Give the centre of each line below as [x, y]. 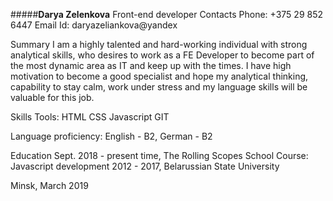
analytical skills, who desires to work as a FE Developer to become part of [162, 55]
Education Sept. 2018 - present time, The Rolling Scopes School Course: [159, 155]
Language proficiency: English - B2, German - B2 [111, 136]
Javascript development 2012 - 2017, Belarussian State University [145, 166]
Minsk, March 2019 [49, 185]
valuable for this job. [52, 97]
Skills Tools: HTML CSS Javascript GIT [90, 117]
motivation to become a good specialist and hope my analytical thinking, [159, 76]
